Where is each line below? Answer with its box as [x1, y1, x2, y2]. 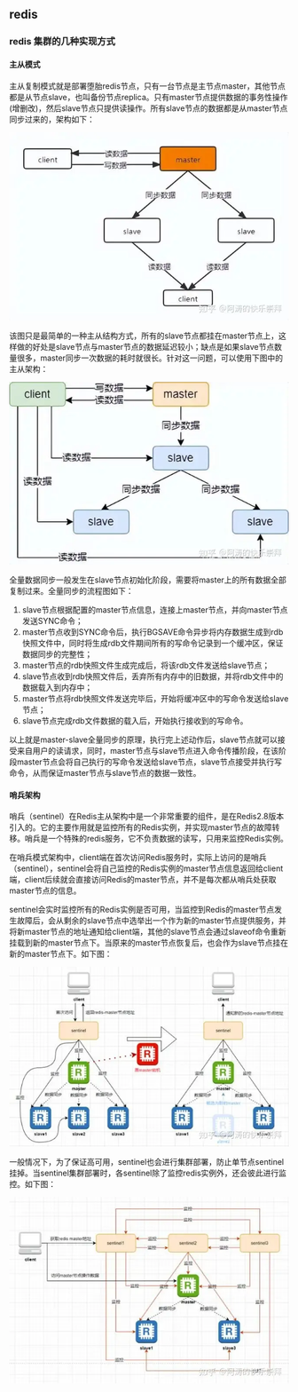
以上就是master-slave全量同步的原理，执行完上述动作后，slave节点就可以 [9, 734, 278, 745]
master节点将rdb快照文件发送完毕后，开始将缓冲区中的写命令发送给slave [21, 693, 289, 704]
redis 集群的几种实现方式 [9, 36, 116, 48]
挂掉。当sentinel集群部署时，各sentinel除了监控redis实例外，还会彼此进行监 [9, 1167, 286, 1178]
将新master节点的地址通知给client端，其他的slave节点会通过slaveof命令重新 [9, 927, 286, 937]
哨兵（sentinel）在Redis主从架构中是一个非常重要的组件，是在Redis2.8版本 [9, 811, 285, 822]
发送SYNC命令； [21, 616, 84, 627]
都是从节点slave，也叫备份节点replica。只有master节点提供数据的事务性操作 [9, 91, 288, 102]
